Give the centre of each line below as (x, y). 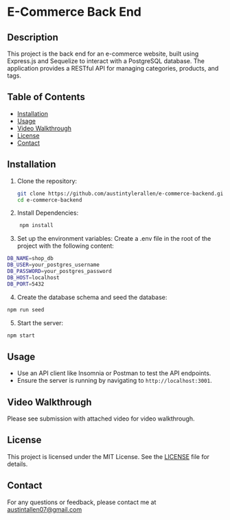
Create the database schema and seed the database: (92, 297)
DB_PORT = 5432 (26, 284)
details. (18, 464)
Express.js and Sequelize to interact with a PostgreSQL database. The (106, 61)
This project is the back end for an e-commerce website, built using (103, 54)
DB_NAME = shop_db (30, 259)
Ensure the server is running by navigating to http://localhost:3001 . (114, 381)
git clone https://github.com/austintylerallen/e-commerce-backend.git (122, 193)
